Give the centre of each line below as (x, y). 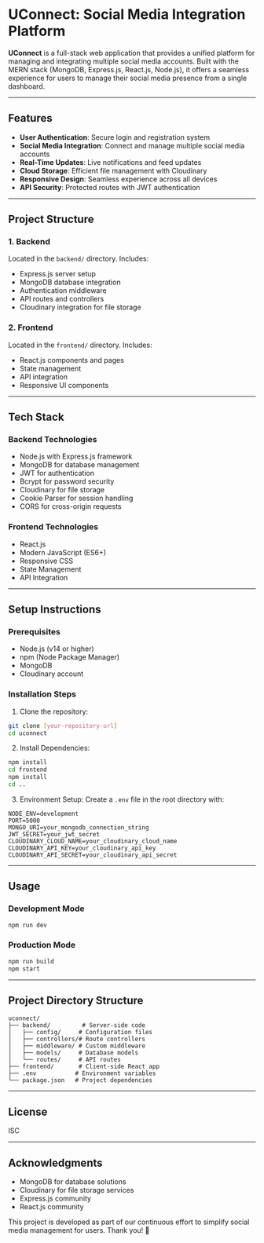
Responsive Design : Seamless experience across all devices (118, 179)
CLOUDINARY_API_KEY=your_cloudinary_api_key (82, 848)
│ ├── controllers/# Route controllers (77, 1039)
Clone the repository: (54, 711)
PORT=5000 (24, 821)
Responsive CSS (46, 561)
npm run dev (27, 925)
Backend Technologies (53, 440)
